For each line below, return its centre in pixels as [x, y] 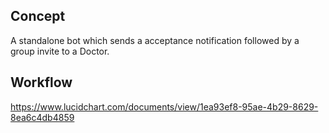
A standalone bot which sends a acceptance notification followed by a [155, 40]
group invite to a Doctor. [60, 51]
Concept [38, 16]
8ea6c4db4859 [42, 117]
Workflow [41, 82]
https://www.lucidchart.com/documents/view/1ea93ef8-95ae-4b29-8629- [164, 106]
